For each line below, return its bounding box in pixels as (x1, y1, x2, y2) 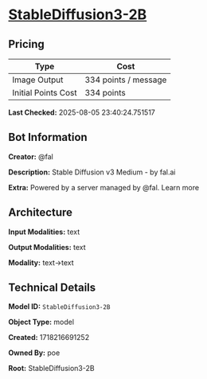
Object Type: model (8, 317, 74, 327)
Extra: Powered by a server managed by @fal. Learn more (8, 182, 200, 192)
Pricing (8, 37, 45, 51)
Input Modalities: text (8, 227, 80, 236)
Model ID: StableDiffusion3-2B (8, 302, 111, 311)
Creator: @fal (8, 151, 53, 161)
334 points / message (84, 74, 167, 85)
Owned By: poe (8, 348, 61, 358)
